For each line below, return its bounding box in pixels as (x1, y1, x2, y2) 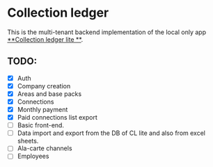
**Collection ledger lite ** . (7, 35, 84, 43)
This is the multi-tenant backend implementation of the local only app (7, 28, 207, 36)
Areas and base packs (17, 89, 82, 98)
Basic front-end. (17, 121, 65, 129)
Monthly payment (17, 106, 68, 113)
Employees (17, 152, 49, 161)
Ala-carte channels (17, 144, 72, 152)
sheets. (17, 137, 39, 145)
